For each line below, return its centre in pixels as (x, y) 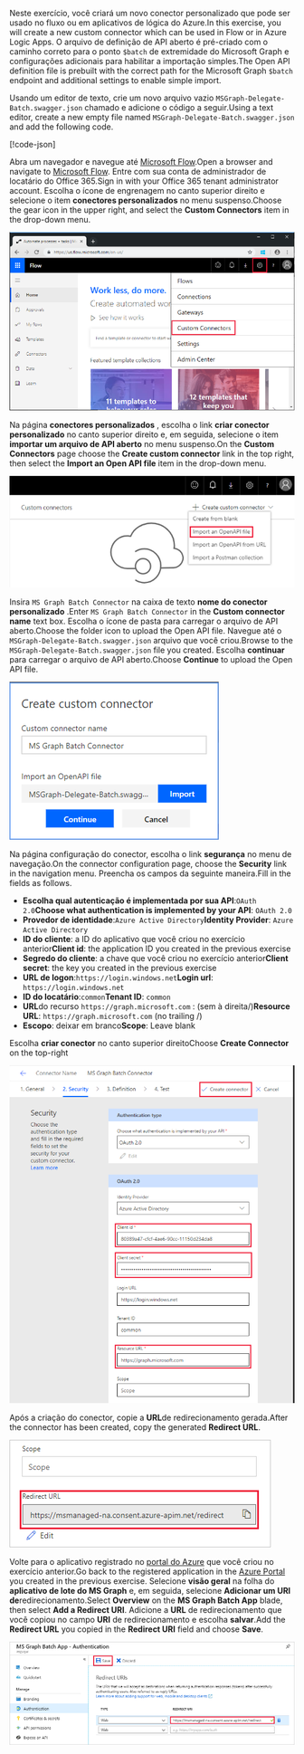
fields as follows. (41, 883)
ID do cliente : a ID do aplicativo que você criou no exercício (134, 939)
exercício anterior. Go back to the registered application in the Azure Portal (147, 1572)
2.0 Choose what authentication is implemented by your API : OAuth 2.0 (157, 910)
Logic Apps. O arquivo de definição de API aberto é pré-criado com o (139, 42)
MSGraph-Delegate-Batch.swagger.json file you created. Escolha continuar (147, 650)
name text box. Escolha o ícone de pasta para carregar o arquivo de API (144, 621)
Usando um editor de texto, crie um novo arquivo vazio (112, 98)
